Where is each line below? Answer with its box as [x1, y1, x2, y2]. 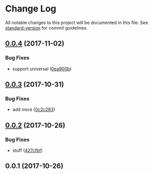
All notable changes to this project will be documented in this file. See [5, 19, 149, 25]
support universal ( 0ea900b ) [12, 65, 72, 71]
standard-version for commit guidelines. [5, 24, 88, 30]
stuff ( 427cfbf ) [12, 147, 43, 153]
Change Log [5, 3, 56, 14]
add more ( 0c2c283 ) [12, 106, 55, 112]
